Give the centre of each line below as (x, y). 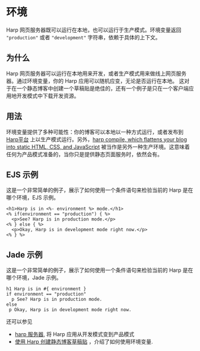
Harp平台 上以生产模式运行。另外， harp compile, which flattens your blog (97, 139)
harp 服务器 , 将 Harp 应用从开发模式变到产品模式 (75, 334)
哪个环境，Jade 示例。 (34, 278)
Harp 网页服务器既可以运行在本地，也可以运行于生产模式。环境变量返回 (94, 30)
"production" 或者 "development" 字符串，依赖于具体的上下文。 (83, 37)
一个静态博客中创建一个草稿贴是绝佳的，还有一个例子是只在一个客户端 (102, 88)
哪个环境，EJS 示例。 (33, 198)
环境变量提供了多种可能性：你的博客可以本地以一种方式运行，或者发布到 (95, 132)
